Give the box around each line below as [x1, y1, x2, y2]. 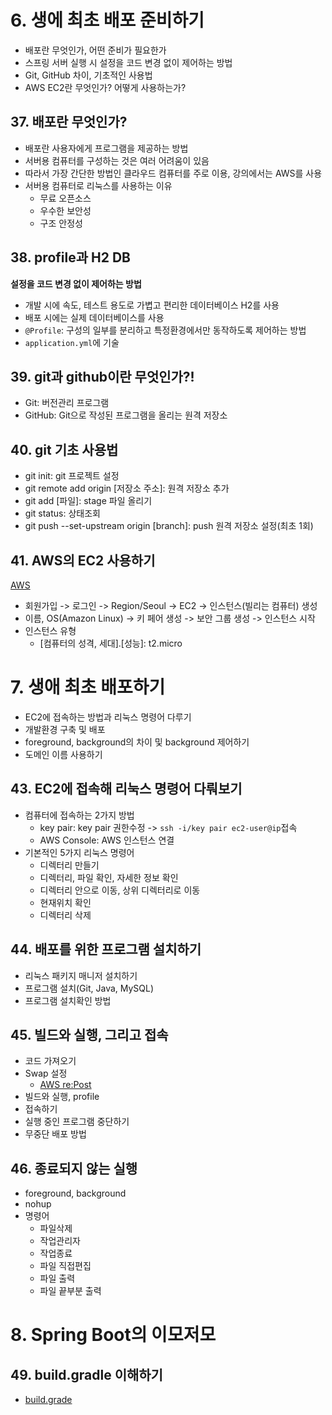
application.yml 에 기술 [24, 336, 120, 348]
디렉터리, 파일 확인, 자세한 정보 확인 [39, 871, 179, 883]
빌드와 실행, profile [24, 1091, 100, 1103]
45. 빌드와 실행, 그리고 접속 [10, 1026, 169, 1043]
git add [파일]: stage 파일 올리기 [24, 495, 153, 507]
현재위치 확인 [39, 896, 92, 908]
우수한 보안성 [39, 204, 92, 216]
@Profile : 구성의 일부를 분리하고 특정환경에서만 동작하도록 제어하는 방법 [24, 324, 307, 336]
